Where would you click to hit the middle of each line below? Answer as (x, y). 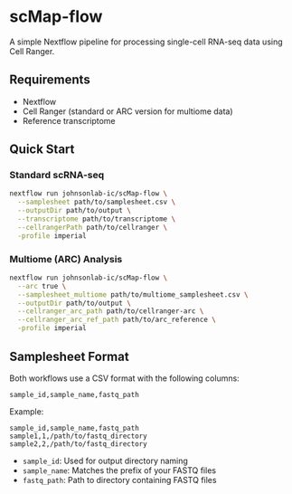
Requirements (50, 80)
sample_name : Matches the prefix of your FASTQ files (119, 470)
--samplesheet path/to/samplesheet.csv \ (97, 202)
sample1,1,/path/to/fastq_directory (78, 436)
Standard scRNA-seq (57, 176)
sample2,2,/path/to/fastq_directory (78, 444)
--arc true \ (42, 286)
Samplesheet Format (69, 356)
